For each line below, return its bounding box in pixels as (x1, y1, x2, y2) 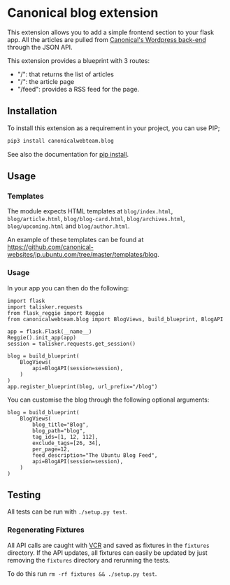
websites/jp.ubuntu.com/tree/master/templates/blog (7, 251, 158, 259)
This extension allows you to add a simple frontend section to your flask (7, 28, 215, 36)
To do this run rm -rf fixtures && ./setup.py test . (7, 569, 157, 578)
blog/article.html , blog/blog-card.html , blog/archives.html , (7, 215, 185, 223)
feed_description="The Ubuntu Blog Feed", (32, 451, 158, 459)
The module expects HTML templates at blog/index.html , (7, 207, 173, 216)
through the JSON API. (7, 43, 73, 51)
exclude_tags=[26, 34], (32, 439, 101, 446)
